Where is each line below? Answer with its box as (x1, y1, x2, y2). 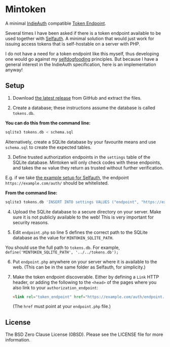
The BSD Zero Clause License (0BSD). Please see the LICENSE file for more (5, 331, 163, 337)
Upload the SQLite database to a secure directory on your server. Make (12, 208, 161, 214)
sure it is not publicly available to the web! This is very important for (12, 214, 154, 220)
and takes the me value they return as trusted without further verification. (12, 164, 164, 170)
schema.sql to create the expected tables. (5, 144, 92, 150)
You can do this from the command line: (5, 120, 91, 126)
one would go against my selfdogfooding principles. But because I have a (5, 56, 158, 62)
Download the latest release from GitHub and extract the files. (12, 95, 142, 101)
